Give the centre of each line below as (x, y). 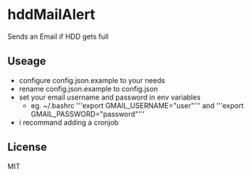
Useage (27, 61)
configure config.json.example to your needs (92, 80)
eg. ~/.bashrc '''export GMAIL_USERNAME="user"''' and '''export (137, 105)
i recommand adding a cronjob (69, 122)
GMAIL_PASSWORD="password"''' (88, 114)
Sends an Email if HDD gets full (58, 36)
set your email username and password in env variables (109, 97)
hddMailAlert (51, 15)
